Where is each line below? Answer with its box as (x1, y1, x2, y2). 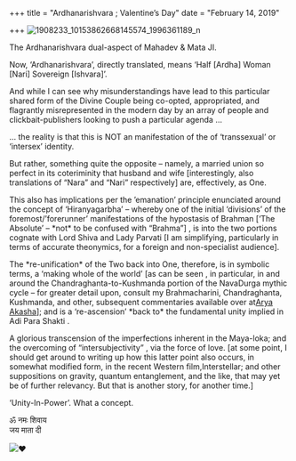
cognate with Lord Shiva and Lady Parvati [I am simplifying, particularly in (9, 232, 279, 243)
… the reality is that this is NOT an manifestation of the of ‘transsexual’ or (9, 132, 276, 142)
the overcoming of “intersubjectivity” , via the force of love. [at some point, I (9, 343, 287, 352)
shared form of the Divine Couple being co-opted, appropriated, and (9, 95, 260, 106)
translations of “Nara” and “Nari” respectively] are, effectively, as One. (9, 177, 267, 188)
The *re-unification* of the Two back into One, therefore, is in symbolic (9, 259, 270, 270)
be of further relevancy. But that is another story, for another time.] (9, 380, 253, 391)
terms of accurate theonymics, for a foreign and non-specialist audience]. (9, 242, 280, 252)
